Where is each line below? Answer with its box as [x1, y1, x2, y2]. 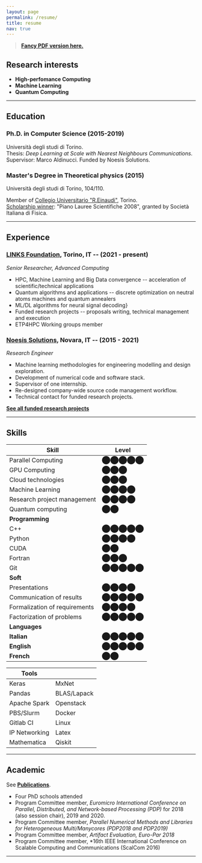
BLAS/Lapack [55, 689, 94, 697]
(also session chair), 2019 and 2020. [14, 812, 105, 819]
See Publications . [6, 781, 51, 788]
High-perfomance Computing [14, 76, 91, 83]
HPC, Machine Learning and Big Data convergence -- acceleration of [14, 275, 186, 283]
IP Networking [9, 728, 50, 736]
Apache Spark [9, 698, 50, 707]
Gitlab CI [9, 718, 34, 727]
